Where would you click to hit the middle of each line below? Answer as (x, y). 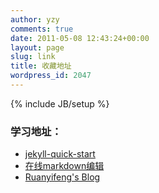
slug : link (33, 57)
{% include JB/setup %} (60, 103)
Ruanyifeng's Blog (62, 177)
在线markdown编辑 (64, 166)
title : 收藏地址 (41, 66)
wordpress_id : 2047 (51, 76)
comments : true (42, 29)
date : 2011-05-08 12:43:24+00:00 (80, 38)
